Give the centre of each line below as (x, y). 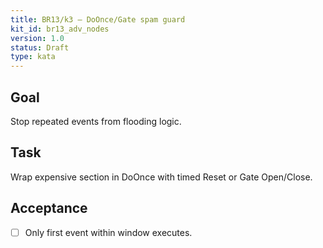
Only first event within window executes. (108, 232)
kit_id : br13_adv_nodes (60, 29)
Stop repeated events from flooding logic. (96, 121)
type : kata (33, 57)
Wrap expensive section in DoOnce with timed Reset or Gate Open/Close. (161, 177)
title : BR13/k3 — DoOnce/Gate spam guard (98, 19)
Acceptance (49, 208)
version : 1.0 (37, 38)
